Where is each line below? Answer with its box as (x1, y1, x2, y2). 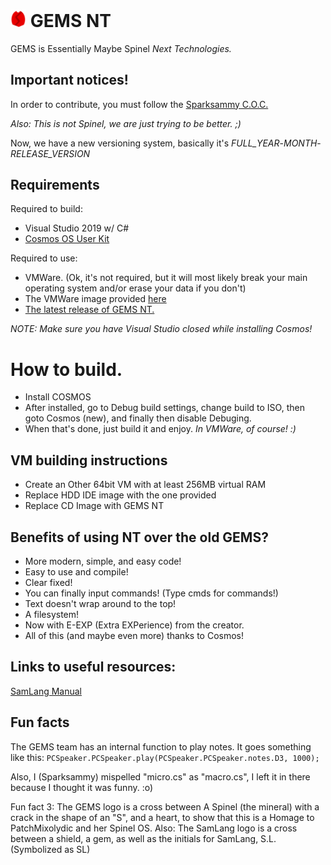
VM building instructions (10, 452, 168, 469)
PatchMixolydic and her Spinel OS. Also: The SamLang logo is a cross (10, 822, 298, 834)
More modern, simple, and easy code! (24, 555, 182, 567)
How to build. (10, 358, 123, 381)
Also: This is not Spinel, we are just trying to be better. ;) (10, 117, 242, 129)
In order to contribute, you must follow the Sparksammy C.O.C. (10, 98, 269, 110)
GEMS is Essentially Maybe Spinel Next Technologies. (10, 42, 232, 54)
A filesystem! (24, 608, 80, 620)
